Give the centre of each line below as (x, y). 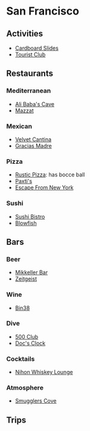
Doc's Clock (30, 343)
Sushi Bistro (30, 216)
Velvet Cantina (33, 139)
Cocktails (21, 359)
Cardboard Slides (37, 48)
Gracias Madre (34, 145)
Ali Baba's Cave (34, 104)
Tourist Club (30, 55)
